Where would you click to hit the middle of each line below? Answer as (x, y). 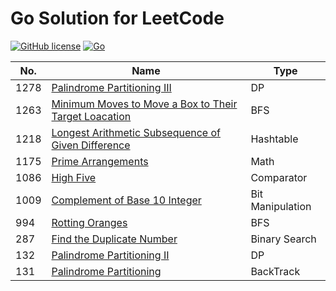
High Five (74, 177)
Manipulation (281, 206)
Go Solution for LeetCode (117, 18)
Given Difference (91, 145)
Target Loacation (91, 116)
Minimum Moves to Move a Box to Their (144, 104)
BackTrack (275, 271)
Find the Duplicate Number (114, 239)
